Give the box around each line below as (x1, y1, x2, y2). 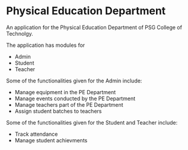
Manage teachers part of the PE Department (14, 101, 123, 108)
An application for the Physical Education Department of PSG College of (6, 24, 183, 31)
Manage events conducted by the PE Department (14, 95, 135, 102)
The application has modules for (6, 42, 85, 49)
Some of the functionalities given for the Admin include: (6, 77, 142, 84)
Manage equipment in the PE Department (14, 88, 116, 95)
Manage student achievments (14, 136, 88, 143)
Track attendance (14, 130, 58, 138)
